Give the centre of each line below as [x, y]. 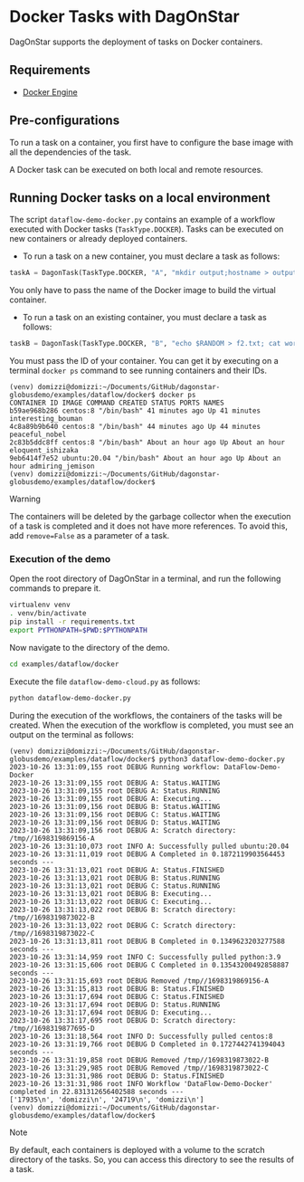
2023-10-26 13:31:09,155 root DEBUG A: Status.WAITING [115, 783]
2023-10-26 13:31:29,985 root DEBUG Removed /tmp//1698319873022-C [139, 1068]
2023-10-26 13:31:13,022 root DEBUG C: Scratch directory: [123, 925]
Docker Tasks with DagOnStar [124, 17]
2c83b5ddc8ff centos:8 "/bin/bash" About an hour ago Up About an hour [147, 443]
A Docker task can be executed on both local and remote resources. [137, 169]
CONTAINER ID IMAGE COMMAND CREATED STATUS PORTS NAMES [117, 403]
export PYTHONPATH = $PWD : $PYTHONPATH [78, 631]
